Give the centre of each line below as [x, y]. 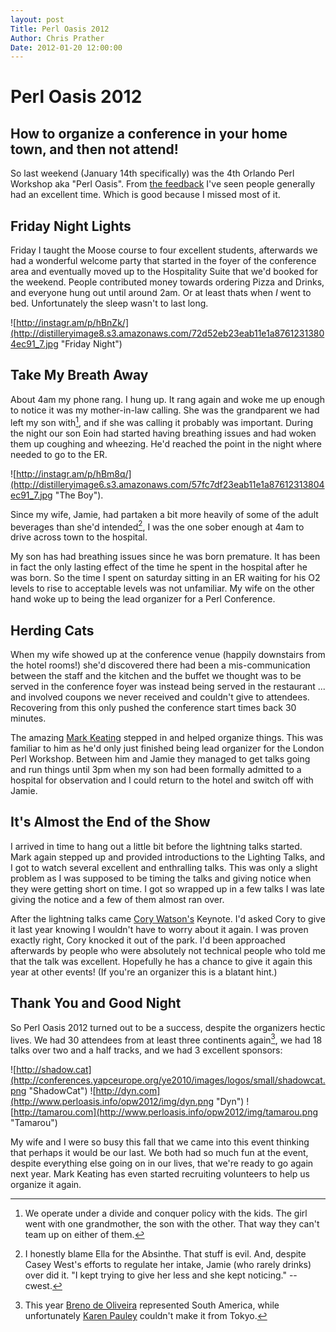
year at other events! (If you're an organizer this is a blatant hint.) [144, 972]
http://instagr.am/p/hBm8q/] [74, 473]
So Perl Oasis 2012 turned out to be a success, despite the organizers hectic [168, 1027]
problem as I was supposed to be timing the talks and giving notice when [161, 878]
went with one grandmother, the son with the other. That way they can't [172, 1224]
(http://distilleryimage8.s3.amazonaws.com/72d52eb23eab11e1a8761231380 [167, 333]
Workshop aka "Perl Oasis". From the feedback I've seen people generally [163, 184]
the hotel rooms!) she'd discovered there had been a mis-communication [160, 665]
